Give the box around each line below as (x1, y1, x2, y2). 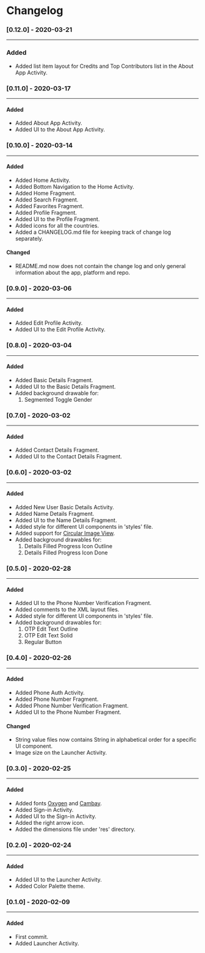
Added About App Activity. (15, 120, 82, 127)
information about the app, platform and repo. (15, 269, 131, 276)
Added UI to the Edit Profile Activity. (15, 326, 106, 333)
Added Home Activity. (15, 176, 71, 184)
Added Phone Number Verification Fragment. (15, 701, 129, 709)
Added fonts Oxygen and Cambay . (15, 799, 103, 806)
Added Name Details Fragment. (15, 510, 95, 517)
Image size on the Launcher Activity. (15, 749, 107, 756)
